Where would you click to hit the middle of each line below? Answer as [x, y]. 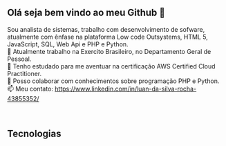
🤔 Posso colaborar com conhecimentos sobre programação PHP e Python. [113, 81]
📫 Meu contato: [30, 89]
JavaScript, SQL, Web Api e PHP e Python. [68, 44]
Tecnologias [34, 134]
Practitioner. [25, 73]
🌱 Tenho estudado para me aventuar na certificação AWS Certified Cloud [111, 66]
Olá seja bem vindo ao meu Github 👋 [86, 13]
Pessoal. [19, 59]
